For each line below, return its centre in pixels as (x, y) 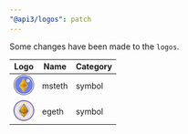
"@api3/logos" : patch (51, 19)
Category (94, 67)
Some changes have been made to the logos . (94, 46)
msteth (55, 86)
